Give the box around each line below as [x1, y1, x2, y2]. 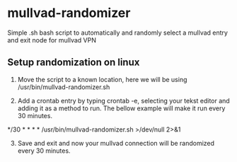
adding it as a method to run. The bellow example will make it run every [17, 104, 226, 112]
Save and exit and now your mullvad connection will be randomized [17, 139, 214, 147]
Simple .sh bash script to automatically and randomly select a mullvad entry [7, 28, 229, 37]
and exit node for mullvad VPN [7, 35, 97, 44]
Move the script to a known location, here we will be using [17, 75, 187, 83]
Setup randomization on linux [7, 57, 140, 69]
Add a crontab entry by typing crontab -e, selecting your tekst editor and [17, 96, 230, 105]
